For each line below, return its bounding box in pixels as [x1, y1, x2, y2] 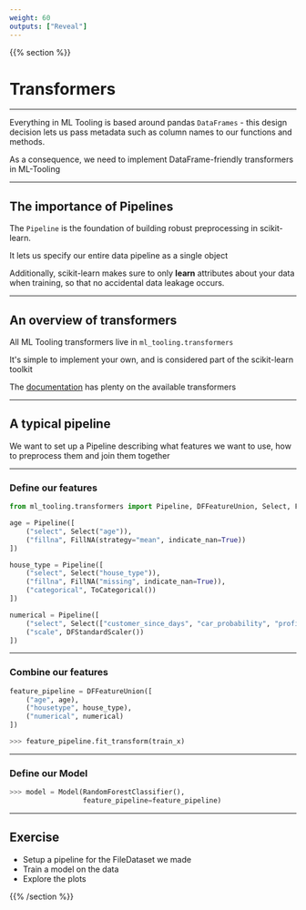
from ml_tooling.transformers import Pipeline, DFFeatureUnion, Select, [9, 502, 291, 511]
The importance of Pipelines [9, 198, 174, 214]
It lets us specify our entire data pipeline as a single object [9, 250, 229, 261]
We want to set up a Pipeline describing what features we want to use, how [9, 440, 291, 451]
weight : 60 [9, 13, 51, 23]
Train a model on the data [22, 864, 119, 875]
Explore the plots [22, 873, 87, 884]
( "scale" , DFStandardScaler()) [25, 627, 145, 637]
